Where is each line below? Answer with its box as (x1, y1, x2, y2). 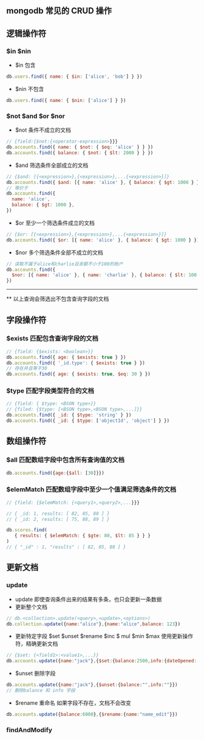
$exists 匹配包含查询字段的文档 (6, 334, 99, 343)
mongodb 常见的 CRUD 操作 (6, 5, 112, 16)
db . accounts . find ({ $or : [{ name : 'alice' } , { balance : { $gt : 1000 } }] (6, 237, 200, 243)
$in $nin (6, 47, 32, 55)
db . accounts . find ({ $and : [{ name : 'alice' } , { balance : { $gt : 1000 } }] (6, 179, 202, 185)
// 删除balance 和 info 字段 (6, 688, 76, 694)
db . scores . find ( (6, 527, 47, 533)
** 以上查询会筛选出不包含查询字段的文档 (6, 295, 109, 302)
